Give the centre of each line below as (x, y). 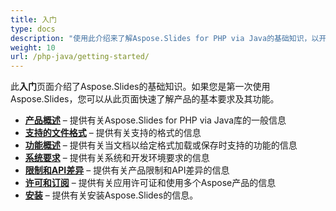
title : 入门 (33, 19)
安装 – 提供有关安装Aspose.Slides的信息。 (111, 195)
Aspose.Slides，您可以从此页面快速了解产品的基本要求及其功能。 (145, 99)
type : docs (33, 29)
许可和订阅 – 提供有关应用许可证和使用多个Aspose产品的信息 (150, 183)
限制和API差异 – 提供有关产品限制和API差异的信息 (127, 170)
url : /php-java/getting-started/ (80, 57)
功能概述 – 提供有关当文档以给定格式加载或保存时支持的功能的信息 (161, 145)
